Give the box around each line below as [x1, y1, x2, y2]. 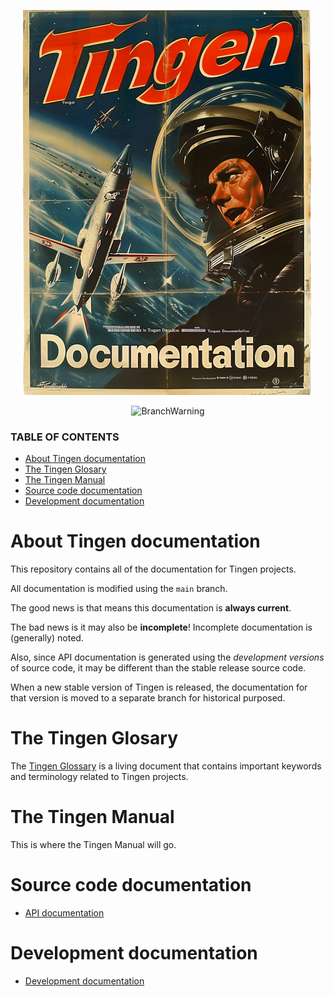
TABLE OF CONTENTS [10, 430, 120, 444]
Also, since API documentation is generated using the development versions [10, 651, 325, 664]
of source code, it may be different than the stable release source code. [10, 662, 307, 674]
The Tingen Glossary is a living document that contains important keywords [10, 760, 322, 772]
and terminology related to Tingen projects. [10, 771, 189, 783]
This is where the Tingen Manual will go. [10, 839, 177, 851]
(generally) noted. [10, 632, 84, 644]
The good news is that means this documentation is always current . [10, 602, 292, 614]
